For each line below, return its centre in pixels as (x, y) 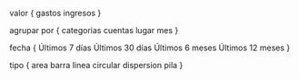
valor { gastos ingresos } (55, 13)
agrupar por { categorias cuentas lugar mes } (94, 30)
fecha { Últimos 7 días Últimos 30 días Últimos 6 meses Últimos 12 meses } (150, 48)
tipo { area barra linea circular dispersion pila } (96, 65)
